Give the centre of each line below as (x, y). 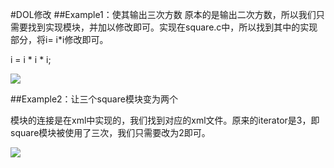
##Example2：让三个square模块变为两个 (94, 99)
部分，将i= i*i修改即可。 (59, 39)
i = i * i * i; (31, 59)
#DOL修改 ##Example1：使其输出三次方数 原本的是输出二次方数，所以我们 (163, 14)
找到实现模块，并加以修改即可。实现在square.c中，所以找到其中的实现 (172, 27)
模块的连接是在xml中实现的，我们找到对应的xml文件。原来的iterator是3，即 (165, 120)
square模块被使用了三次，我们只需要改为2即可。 (110, 132)
